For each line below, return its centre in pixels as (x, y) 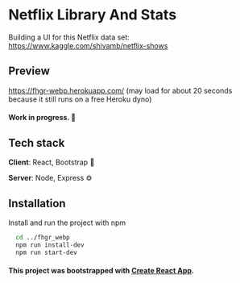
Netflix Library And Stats (93, 15)
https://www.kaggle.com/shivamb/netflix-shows (88, 45)
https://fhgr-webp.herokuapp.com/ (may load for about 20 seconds (120, 90)
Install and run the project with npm (67, 223)
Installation (37, 203)
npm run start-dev (47, 252)
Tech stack (37, 143)
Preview (29, 71)
